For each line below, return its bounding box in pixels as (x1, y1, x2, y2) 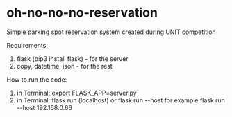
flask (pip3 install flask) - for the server (16, 54, 129, 63)
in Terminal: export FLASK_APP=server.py (16, 89, 137, 97)
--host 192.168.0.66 (16, 103, 72, 111)
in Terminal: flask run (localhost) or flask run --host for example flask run (16, 96, 225, 105)
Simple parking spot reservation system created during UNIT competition (6, 28, 216, 36)
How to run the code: (6, 75, 67, 84)
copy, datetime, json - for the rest (16, 62, 113, 70)
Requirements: (6, 41, 48, 49)
